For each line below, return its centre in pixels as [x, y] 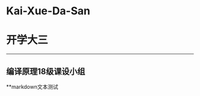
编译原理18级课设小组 [46, 71]
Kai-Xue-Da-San [48, 11]
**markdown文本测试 [32, 86]
